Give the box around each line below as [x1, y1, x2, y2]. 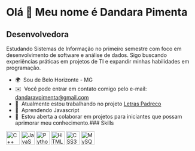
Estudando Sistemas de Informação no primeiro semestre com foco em [6, 45, 182, 52]
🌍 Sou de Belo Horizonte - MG [14, 76, 93, 83]
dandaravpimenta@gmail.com [14, 94, 89, 101]
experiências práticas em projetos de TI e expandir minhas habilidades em [6, 58, 190, 65]
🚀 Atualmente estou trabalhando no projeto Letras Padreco [14, 100, 162, 107]
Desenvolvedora [6, 29, 69, 40]
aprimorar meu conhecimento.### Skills [14, 119, 114, 126]
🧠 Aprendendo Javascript [14, 107, 80, 113]
